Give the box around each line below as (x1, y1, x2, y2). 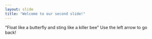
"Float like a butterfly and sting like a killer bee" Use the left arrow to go (5, 24, 148, 30)
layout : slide (5, 7, 34, 12)
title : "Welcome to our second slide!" (5, 11, 86, 16)
